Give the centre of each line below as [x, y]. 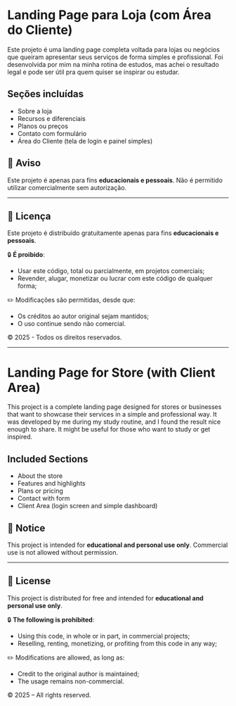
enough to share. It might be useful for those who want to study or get [109, 429]
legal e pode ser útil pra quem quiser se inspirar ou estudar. [93, 72]
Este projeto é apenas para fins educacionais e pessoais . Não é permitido [115, 180]
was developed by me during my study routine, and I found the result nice [114, 422]
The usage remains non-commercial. [71, 681]
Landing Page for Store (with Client [111, 372]
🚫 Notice [26, 528]
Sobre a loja [35, 111]
